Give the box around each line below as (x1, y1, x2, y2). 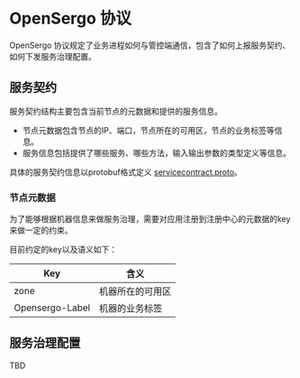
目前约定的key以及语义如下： (9, 244, 118, 255)
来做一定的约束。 (9, 225, 73, 235)
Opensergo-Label (14, 301, 91, 314)
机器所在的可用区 (98, 285, 172, 298)
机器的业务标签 (98, 302, 163, 315)
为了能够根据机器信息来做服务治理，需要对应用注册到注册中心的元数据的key (9, 214, 291, 225)
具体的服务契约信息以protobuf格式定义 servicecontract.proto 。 (9, 166, 243, 177)
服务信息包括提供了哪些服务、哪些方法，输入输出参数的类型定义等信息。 (22, 147, 291, 158)
